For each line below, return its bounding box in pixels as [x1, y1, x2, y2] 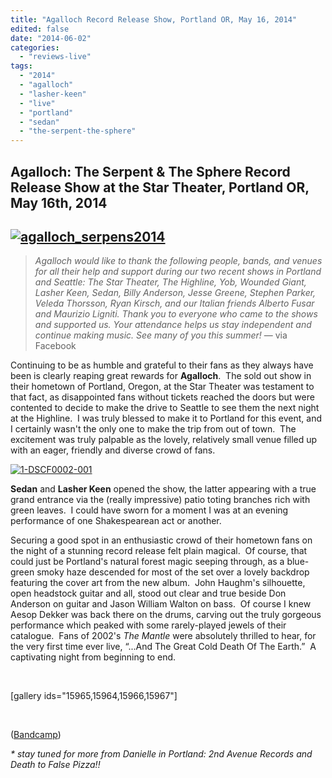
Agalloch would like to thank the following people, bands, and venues [34, 255, 323, 267]
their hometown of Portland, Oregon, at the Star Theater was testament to [10, 381, 315, 393]
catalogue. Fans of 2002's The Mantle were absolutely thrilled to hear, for [10, 630, 317, 642]
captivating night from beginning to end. [10, 651, 177, 663]
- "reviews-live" [19, 52, 92, 62]
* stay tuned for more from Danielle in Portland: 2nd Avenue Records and [10, 748, 313, 760]
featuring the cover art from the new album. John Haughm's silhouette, [10, 577, 306, 589]
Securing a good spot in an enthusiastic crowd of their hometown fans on [10, 534, 313, 546]
